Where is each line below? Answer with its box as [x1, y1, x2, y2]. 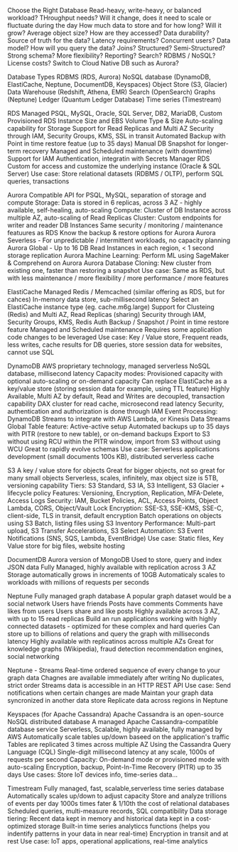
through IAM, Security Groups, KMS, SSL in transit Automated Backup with [7, 131, 226, 140]
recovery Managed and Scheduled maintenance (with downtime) [22, 147, 212, 155]
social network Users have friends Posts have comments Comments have [7, 600, 224, 608]
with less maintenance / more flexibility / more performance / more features [7, 274, 229, 282]
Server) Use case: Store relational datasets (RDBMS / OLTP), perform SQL [7, 170, 224, 178]
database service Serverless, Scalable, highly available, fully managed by [7, 725, 222, 733]
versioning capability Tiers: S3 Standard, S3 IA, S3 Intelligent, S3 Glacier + [7, 481, 225, 490]
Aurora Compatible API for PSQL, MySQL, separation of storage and [7, 191, 207, 199]
